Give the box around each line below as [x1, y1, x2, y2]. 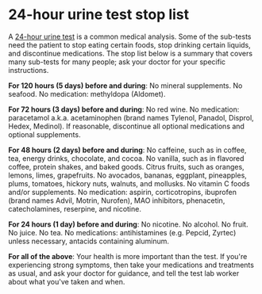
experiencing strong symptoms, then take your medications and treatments [8, 260, 254, 269]
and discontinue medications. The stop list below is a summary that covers [8, 48, 252, 58]
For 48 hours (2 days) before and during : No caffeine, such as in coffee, [8, 145, 247, 155]
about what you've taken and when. [8, 277, 125, 286]
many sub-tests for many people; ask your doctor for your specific [8, 57, 226, 67]
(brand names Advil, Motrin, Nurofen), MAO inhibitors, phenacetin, [8, 196, 225, 205]
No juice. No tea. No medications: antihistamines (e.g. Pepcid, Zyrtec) [8, 227, 237, 237]
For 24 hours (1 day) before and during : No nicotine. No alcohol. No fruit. [8, 220, 249, 229]
